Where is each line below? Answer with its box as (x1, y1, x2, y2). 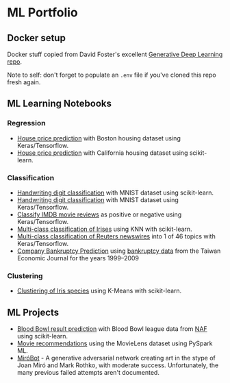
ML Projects (7, 306, 60, 318)
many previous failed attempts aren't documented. (16, 369, 159, 377)
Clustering (7, 271, 43, 280)
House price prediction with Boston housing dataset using (16, 134, 181, 142)
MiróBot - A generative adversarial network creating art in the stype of (16, 354, 216, 362)
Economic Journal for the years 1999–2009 (16, 254, 139, 262)
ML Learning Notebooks (7, 98, 112, 110)
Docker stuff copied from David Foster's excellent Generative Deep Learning (7, 50, 223, 58)
